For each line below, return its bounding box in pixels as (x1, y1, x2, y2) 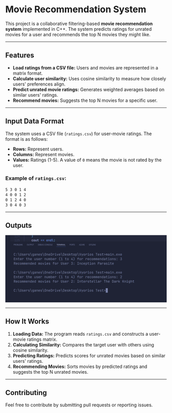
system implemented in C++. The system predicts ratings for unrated (5, 26, 152, 32)
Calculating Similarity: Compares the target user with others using (12, 341, 155, 347)
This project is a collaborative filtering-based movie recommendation (5, 20, 153, 27)
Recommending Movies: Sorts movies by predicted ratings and (12, 363, 147, 369)
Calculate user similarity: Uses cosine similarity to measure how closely (12, 75, 166, 81)
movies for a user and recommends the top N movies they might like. (5, 31, 151, 37)
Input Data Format (5, 117, 64, 126)
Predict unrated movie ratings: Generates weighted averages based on (12, 86, 165, 93)
